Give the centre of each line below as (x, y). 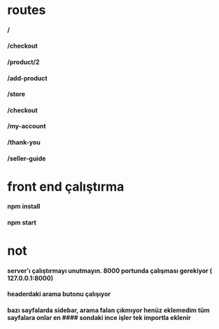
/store (16, 94)
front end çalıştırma (66, 186)
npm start (22, 222)
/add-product (27, 78)
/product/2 (23, 62)
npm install (24, 206)
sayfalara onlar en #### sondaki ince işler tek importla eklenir (99, 317)
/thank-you (24, 142)
